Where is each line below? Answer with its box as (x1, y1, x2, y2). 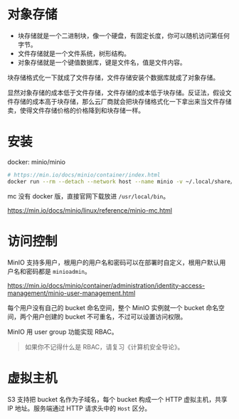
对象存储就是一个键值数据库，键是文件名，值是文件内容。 (17, 58, 186, 66)
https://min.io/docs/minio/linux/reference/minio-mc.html (7, 206, 173, 214)
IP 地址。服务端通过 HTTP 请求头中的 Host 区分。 (7, 403, 152, 413)
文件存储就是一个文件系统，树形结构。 (17, 49, 130, 58)
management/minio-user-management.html (7, 289, 136, 297)
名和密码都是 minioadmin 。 (13, 267, 91, 275)
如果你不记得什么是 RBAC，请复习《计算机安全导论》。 (24, 342, 184, 351)
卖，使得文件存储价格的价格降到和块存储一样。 (7, 106, 144, 115)
